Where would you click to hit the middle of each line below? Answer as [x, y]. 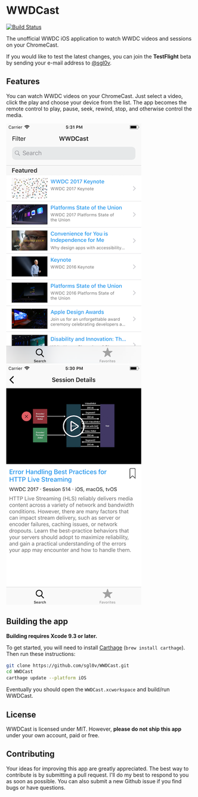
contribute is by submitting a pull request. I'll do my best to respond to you [98, 775]
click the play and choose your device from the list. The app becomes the [97, 102]
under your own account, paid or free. [53, 735]
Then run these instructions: [41, 654]
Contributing [30, 754]
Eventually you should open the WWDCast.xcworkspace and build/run [88, 689]
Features [23, 82]
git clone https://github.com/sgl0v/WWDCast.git [68, 666]
